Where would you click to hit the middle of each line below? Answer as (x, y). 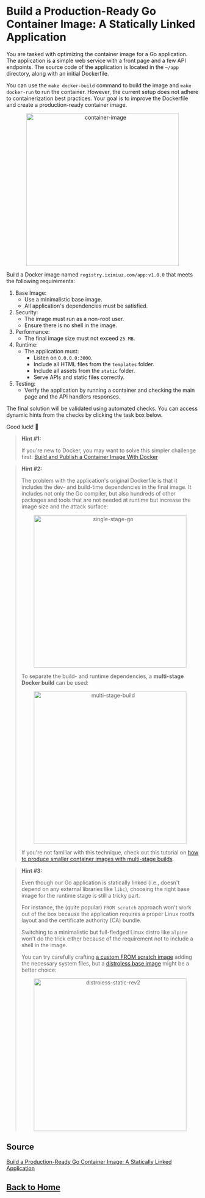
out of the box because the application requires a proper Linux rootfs (108, 914)
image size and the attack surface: (65, 506)
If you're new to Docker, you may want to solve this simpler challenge (109, 450)
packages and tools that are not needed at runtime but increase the (106, 500)
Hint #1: (31, 438)
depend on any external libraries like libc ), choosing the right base (106, 889)
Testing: (25, 383)
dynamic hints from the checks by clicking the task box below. (85, 415)
